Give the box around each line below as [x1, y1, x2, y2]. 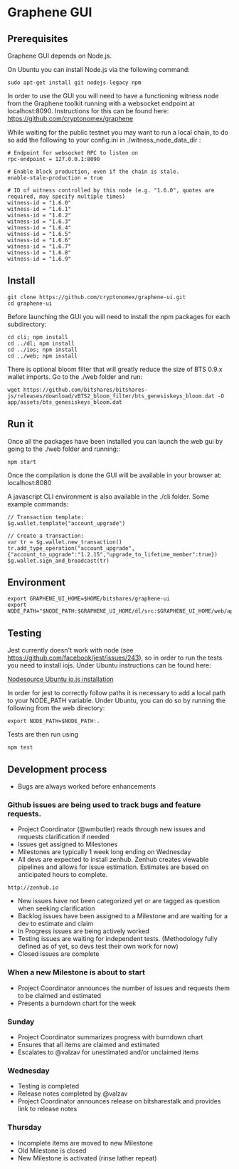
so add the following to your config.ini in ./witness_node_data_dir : [7, 136, 201, 144]
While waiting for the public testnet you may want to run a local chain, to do [7, 128, 229, 136]
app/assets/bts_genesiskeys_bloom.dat [7, 398, 122, 406]
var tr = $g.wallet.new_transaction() [7, 539, 122, 546]
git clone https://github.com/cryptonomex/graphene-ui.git [7, 293, 186, 301]
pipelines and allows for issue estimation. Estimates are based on [17, 863, 209, 871]
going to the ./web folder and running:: [7, 445, 121, 453]
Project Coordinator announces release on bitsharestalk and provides [17, 1097, 221, 1106]
